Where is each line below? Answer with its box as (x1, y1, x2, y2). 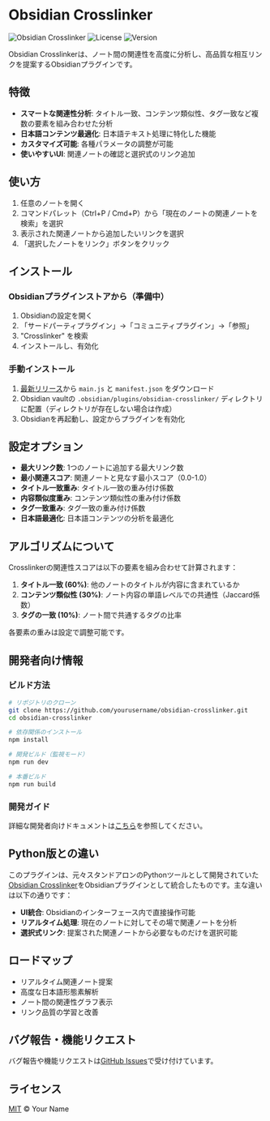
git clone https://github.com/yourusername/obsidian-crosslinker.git (8, 706, 249, 714)
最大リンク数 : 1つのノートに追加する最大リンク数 (19, 463, 184, 473)
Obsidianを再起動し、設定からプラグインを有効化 (19, 413, 185, 423)
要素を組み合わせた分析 (34, 118, 114, 128)
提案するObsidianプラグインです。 (22, 59, 137, 69)
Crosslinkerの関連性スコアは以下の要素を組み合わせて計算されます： (8, 563, 238, 572)
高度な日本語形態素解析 (19, 986, 99, 996)
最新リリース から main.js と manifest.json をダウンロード (19, 383, 215, 393)
